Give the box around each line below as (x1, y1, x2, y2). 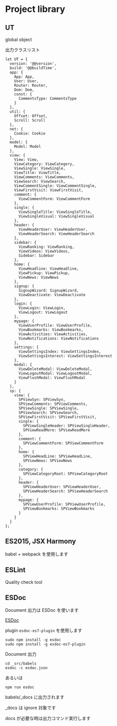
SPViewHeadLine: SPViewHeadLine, (23, 454, 93, 459)
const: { (14, 92, 32, 97)
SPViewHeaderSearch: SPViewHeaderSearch (23, 489, 108, 494)
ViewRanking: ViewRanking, (18, 244, 75, 249)
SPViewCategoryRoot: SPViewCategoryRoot (23, 471, 108, 476)
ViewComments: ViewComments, (14, 175, 75, 180)
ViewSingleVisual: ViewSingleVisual (18, 214, 95, 219)
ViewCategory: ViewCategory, (14, 162, 75, 167)
